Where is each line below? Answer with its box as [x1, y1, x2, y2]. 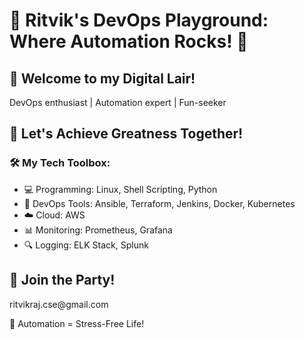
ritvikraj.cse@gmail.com [9, 298, 109, 310]
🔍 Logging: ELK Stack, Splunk [23, 239, 149, 251]
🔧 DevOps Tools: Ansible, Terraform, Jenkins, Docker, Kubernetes [23, 197, 296, 209]
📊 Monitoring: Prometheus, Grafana [23, 224, 173, 236]
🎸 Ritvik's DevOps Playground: [9, 9, 269, 32]
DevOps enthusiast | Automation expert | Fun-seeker [9, 97, 227, 108]
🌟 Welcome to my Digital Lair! [9, 70, 196, 87]
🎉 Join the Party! [9, 272, 116, 289]
